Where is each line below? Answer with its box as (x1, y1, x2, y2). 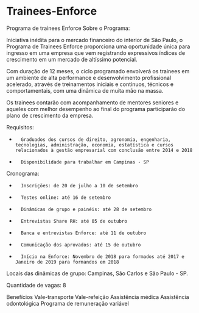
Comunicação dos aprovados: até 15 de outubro (21, 242, 141, 248)
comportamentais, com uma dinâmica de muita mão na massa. (6, 87, 164, 94)
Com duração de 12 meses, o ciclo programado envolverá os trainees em (6, 67, 190, 74)
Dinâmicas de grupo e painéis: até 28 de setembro (21, 206, 152, 212)
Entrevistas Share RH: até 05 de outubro (21, 218, 128, 224)
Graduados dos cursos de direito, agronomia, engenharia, (21, 136, 171, 143)
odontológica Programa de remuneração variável (6, 300, 129, 307)
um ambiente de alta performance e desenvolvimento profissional (6, 74, 172, 81)
